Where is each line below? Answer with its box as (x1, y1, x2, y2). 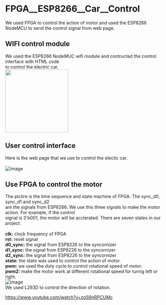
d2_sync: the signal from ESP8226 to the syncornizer (5, 253, 117, 259)
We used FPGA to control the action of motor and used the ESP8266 (5, 20, 147, 26)
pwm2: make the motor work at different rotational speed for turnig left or (5, 268, 158, 275)
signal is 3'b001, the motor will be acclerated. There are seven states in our (5, 215, 161, 221)
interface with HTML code (5, 58, 59, 65)
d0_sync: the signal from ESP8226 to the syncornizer (5, 241, 117, 248)
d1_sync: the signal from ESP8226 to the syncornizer (5, 247, 116, 253)
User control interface (5, 142, 76, 150)
